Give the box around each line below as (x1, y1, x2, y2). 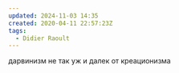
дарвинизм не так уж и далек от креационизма (8, 56, 171, 66)
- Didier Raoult (15, 34, 70, 43)
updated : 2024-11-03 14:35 (8, 11, 99, 20)
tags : (8, 26, 26, 34)
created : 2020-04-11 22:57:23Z (8, 19, 113, 27)
